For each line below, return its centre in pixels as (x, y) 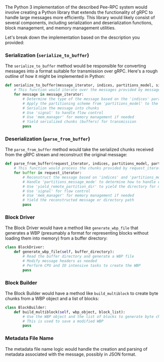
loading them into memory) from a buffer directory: (56, 238)
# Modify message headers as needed (60, 261)
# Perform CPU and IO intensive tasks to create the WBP (82, 265)
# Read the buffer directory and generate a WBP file (78, 257)
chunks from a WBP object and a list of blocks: (52, 298)
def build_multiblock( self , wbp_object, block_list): (70, 312)
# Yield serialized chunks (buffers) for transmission (80, 122)
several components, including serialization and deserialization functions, (79, 23)
